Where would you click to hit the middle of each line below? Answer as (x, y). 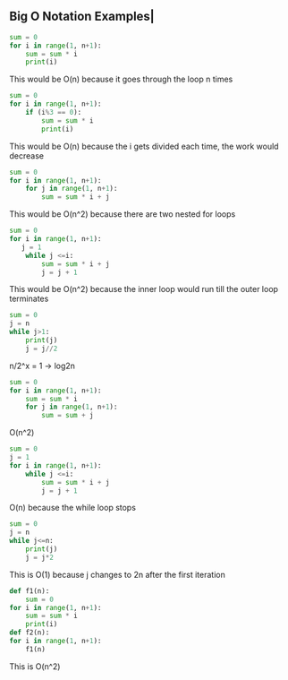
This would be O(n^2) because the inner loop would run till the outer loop (144, 289)
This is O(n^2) (35, 666)
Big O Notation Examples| (82, 17)
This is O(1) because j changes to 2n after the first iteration (117, 574)
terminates (29, 299)
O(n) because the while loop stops (73, 508)
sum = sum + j (68, 416)
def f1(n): (30, 591)
